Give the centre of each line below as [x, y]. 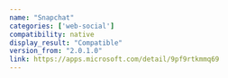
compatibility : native [52, 34]
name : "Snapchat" [42, 17]
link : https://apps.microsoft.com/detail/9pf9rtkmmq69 [114, 59]
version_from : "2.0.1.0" [56, 51]
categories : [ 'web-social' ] [62, 26]
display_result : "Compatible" [66, 43]
